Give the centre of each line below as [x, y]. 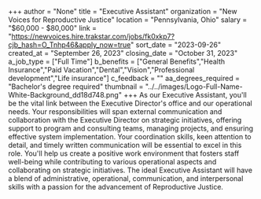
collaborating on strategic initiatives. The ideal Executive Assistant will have [130, 170]
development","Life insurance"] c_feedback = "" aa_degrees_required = [124, 78]
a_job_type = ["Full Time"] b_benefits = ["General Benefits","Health [117, 61]
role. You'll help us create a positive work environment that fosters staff [124, 153]
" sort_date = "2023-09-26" [176, 45]
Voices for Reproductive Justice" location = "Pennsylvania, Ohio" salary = [128, 20]
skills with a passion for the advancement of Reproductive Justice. [116, 187]
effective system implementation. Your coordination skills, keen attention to [130, 136]
